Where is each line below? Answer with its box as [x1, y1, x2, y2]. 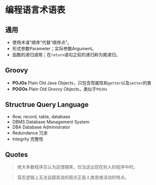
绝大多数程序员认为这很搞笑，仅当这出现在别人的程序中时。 [17, 164, 138, 170]
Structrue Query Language [5, 101, 89, 109]
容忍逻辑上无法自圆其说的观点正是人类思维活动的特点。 [17, 175, 129, 181]
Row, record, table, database [12, 113, 70, 119]
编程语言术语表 [5, 4, 66, 16]
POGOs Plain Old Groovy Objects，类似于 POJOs [12, 86, 108, 92]
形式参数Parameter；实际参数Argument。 [12, 46, 97, 52]
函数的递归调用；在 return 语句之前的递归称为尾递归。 [12, 52, 120, 57]
